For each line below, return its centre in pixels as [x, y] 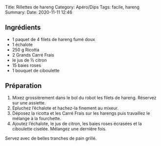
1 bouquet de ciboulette [36, 70]
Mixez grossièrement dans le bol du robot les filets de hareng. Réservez [84, 98]
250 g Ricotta [26, 50]
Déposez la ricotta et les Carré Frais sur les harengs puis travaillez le [81, 113]
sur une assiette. [29, 103]
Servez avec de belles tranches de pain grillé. [51, 138]
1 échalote [22, 44]
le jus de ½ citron [30, 60]
